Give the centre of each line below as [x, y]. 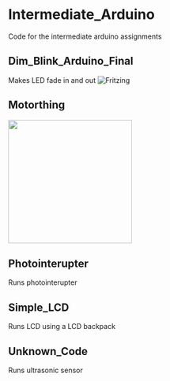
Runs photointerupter [43, 282]
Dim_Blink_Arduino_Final [71, 61]
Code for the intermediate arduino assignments [85, 36]
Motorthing [37, 105]
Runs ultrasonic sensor [45, 370]
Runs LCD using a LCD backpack [62, 327]
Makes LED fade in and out [52, 80]
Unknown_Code [48, 351]
